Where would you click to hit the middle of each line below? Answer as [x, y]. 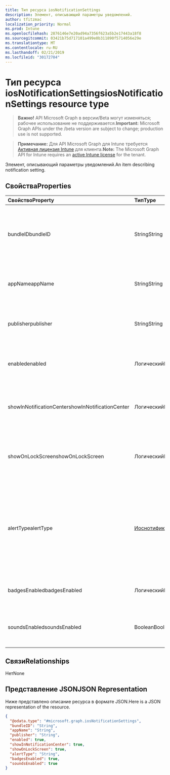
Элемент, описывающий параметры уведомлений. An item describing [80, 165]
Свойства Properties [38, 186]
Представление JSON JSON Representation [76, 689]
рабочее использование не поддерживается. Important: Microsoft [89, 123]
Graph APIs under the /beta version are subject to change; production [90, 129]
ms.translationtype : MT [30, 43]
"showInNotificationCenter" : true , [47, 745]
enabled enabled [27, 364]
